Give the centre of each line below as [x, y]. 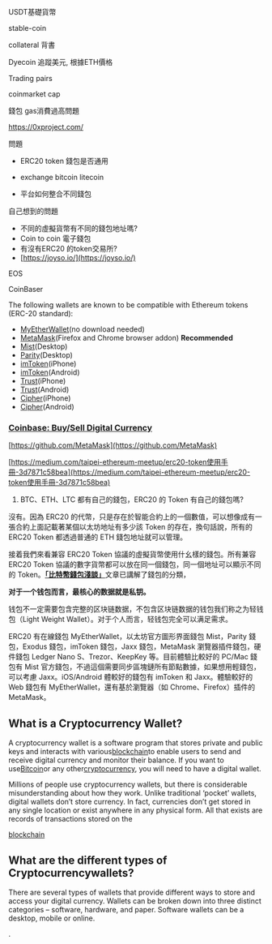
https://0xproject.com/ [46, 127]
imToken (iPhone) [48, 364]
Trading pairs [30, 78]
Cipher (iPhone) [45, 398]
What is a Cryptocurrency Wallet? [96, 723]
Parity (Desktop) [46, 355]
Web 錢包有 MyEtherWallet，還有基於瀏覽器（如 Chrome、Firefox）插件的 [132, 687]
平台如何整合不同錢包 [55, 194]
